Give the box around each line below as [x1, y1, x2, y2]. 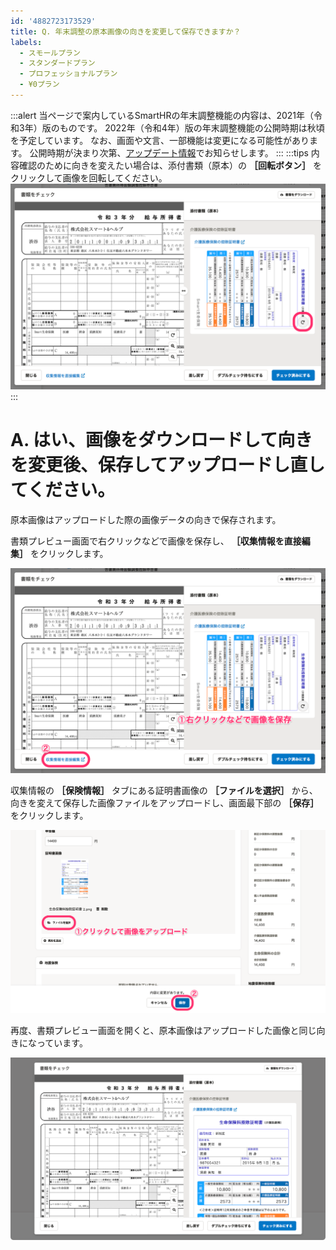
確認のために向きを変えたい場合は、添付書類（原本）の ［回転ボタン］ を [18, 159, 322, 171]
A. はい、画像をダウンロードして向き [10, 428, 313, 451]
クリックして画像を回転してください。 [10, 171, 168, 184]
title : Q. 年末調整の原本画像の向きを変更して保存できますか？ [10, 26, 242, 37]
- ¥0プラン [19, 80, 60, 90]
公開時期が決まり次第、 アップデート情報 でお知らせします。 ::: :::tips [29, 146, 309, 159]
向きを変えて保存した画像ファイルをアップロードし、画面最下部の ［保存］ [10, 797, 320, 809]
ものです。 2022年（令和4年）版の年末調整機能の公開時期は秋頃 [59, 121, 325, 134]
